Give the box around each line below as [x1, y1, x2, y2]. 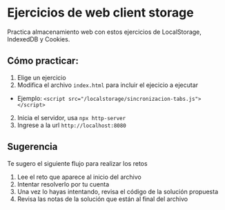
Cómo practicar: [7, 55, 79, 67]
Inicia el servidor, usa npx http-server [17, 113, 126, 122]
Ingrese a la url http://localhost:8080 [17, 121, 126, 129]
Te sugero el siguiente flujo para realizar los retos [7, 159, 148, 167]
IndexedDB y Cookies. [7, 35, 70, 43]
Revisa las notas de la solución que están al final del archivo [17, 195, 188, 203]
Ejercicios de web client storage [7, 5, 195, 21]
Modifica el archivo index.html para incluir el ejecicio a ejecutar [17, 81, 199, 89]
